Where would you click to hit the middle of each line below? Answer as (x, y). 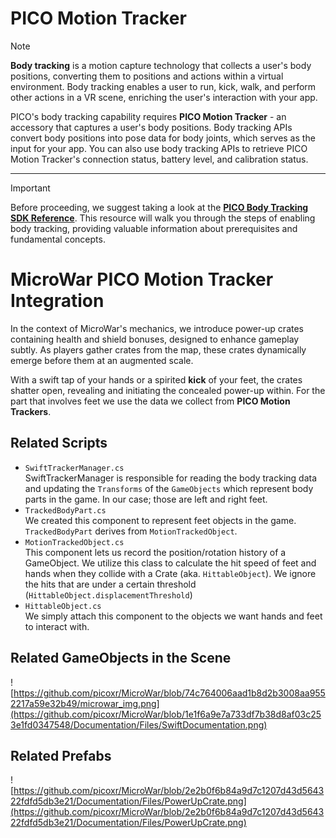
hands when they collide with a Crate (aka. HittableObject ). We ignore (170, 573)
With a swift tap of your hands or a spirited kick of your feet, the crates (156, 379)
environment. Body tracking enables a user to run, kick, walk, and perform (163, 86)
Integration (57, 301)
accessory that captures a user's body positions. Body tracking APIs (151, 127)
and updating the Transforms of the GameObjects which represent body (169, 488)
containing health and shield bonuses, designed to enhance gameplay (155, 339)
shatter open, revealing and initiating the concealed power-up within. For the (168, 390)
